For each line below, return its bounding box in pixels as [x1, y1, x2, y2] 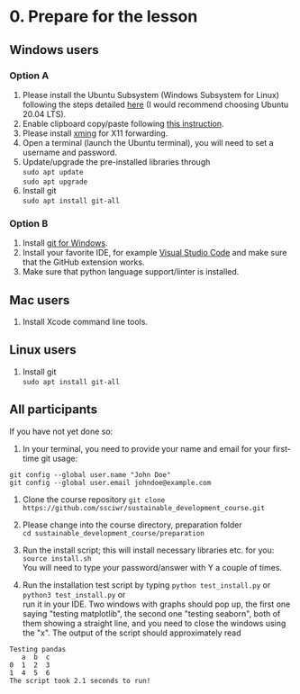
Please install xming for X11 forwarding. [22, 128, 168, 139]
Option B [9, 217, 49, 230]
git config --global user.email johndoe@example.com [9, 478, 212, 487]
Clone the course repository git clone [22, 493, 166, 505]
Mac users [9, 293, 70, 308]
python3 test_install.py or [22, 589, 126, 599]
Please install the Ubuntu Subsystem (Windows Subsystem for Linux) [22, 89, 279, 100]
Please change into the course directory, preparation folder [22, 519, 243, 530]
